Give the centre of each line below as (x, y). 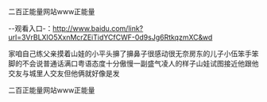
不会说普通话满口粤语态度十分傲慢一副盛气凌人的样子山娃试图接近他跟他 (140, 63)
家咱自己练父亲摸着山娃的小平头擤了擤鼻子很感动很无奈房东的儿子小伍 (123, 53)
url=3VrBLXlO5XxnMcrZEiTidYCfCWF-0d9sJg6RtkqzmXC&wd (110, 37)
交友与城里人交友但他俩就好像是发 (64, 73)
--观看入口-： (31, 28)
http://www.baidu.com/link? (98, 28)
